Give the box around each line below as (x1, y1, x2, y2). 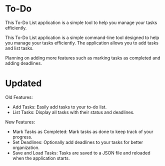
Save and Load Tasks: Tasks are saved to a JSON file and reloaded (12, 149, 151, 155)
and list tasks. (5, 45, 34, 51)
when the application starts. (12, 155, 70, 161)
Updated (5, 78, 42, 89)
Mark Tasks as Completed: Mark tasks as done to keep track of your (12, 128, 153, 134)
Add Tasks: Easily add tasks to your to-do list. (12, 103, 107, 110)
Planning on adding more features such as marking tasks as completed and (5, 54, 161, 60)
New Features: (5, 118, 35, 125)
